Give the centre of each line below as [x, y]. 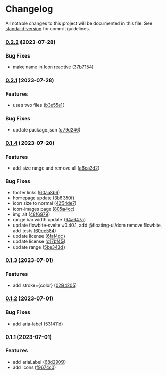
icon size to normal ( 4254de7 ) [45, 203]
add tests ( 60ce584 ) [34, 231]
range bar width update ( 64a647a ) [49, 220]
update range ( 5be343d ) [39, 247]
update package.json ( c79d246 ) [47, 129]
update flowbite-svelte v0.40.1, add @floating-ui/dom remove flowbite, [87, 225]
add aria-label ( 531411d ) [38, 324]
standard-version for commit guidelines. [48, 28]
